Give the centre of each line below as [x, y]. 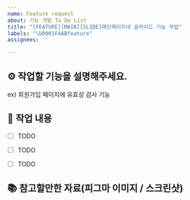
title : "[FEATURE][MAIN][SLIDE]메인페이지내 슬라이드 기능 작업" [95, 27]
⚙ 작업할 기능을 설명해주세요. [68, 76]
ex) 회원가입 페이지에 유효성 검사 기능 [59, 94]
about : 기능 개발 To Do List [47, 20]
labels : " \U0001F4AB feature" [50, 33]
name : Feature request [40, 14]
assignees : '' [28, 40]
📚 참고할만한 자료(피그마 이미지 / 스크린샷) [95, 188]
